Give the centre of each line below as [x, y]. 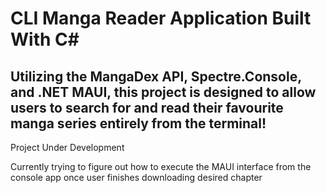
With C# [45, 39]
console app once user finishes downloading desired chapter [136, 177]
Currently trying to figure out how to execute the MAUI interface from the [161, 166]
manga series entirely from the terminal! [138, 123]
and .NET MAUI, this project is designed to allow [163, 92]
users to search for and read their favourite [147, 107]
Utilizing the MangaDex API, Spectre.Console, [156, 76]
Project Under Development [67, 147]
